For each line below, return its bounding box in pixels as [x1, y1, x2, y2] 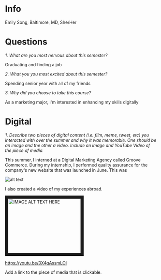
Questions [5, 36, 47, 47]
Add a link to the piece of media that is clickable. [5, 269, 102, 275]
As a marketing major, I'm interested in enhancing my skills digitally [5, 99, 139, 105]
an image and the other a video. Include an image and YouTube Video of [5, 142, 150, 148]
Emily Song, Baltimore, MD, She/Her [5, 19, 77, 25]
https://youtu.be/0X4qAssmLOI [5, 260, 67, 265]
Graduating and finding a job [5, 61, 62, 67]
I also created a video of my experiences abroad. [5, 186, 102, 192]
